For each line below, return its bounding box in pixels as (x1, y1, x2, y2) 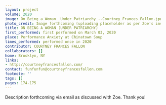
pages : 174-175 (5, 80, 37, 85)
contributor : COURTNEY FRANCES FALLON (5, 44, 85, 49)
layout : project (5, 7, 39, 12)
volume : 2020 (5, 12, 32, 17)
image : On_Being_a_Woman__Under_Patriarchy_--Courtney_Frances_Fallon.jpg (5, 16, 163, 21)
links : (5, 58, 19, 63)
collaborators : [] (5, 48, 43, 53)
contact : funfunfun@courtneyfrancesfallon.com (5, 67, 103, 72)
